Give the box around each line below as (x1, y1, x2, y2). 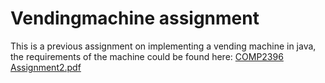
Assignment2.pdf (10, 61, 82, 73)
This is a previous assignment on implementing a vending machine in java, (10, 40, 317, 52)
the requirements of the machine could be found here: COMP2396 (10, 50, 284, 62)
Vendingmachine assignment (10, 7, 260, 30)
